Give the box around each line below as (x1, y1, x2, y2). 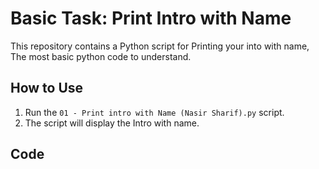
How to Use (10, 80, 84, 97)
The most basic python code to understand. (10, 50, 192, 62)
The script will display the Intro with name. (24, 117, 200, 129)
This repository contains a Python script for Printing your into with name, (10, 40, 310, 52)
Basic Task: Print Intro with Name (10, 7, 292, 30)
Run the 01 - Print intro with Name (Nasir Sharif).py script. (24, 106, 285, 118)
